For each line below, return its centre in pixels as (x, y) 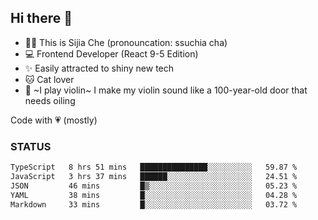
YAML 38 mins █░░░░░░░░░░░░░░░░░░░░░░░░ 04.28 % (154, 195)
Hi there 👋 (41, 18)
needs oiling (50, 100)
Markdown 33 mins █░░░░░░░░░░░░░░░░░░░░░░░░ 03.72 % (154, 204)
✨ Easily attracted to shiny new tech (99, 68)
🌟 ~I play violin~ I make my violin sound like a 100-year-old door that (166, 90)
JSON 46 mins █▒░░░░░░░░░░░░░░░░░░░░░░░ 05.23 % (154, 186)
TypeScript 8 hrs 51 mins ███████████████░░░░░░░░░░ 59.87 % (154, 167)
